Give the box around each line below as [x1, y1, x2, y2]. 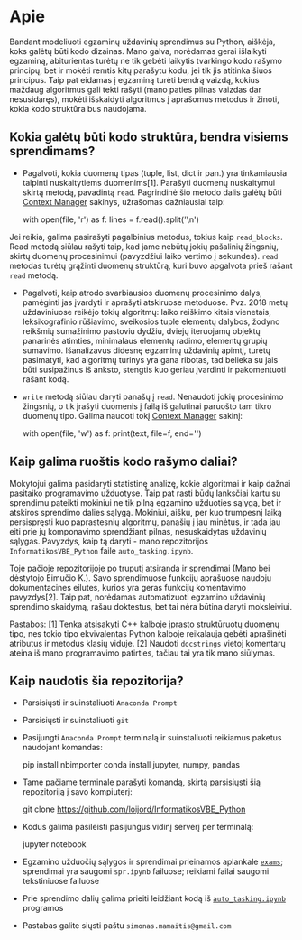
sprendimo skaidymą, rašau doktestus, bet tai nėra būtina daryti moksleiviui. [9, 600, 293, 611]
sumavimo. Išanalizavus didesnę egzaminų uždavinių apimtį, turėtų [22, 345, 271, 356]
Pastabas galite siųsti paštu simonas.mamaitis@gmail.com [22, 920, 232, 931]
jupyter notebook [22, 839, 87, 850]
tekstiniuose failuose [22, 876, 100, 887]
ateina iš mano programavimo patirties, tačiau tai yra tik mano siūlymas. [9, 647, 276, 658]
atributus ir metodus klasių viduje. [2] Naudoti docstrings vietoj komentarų [9, 638, 286, 648]
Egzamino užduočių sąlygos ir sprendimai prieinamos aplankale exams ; [22, 856, 284, 868]
